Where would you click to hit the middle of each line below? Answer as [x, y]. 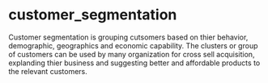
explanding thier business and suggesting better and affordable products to [134, 63]
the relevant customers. [48, 71]
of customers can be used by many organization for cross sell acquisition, [132, 54]
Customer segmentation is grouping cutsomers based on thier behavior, [128, 37]
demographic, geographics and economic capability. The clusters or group [133, 45]
